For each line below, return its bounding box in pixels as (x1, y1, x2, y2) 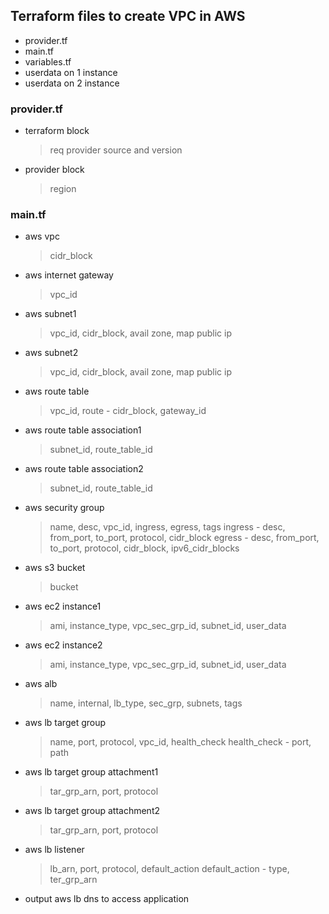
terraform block (24, 125, 90, 137)
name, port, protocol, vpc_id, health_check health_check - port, (49, 736, 312, 748)
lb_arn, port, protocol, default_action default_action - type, (49, 863, 290, 875)
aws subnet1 (24, 308, 77, 320)
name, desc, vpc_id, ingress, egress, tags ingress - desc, (49, 521, 286, 533)
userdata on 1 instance (24, 66, 118, 78)
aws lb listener (24, 844, 85, 856)
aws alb (24, 678, 58, 690)
